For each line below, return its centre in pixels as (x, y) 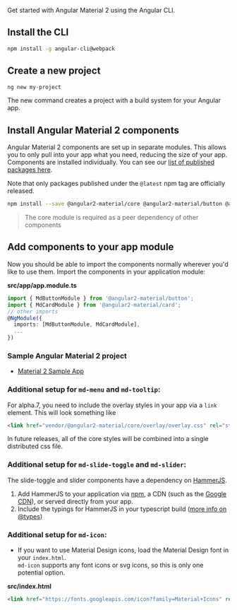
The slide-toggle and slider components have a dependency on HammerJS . (117, 480)
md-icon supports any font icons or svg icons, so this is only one (110, 565)
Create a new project (54, 71)
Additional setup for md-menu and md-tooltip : (84, 389)
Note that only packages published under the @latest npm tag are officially (116, 184)
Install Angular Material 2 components (93, 130)
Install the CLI (38, 32)
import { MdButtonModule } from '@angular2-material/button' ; (101, 298)
